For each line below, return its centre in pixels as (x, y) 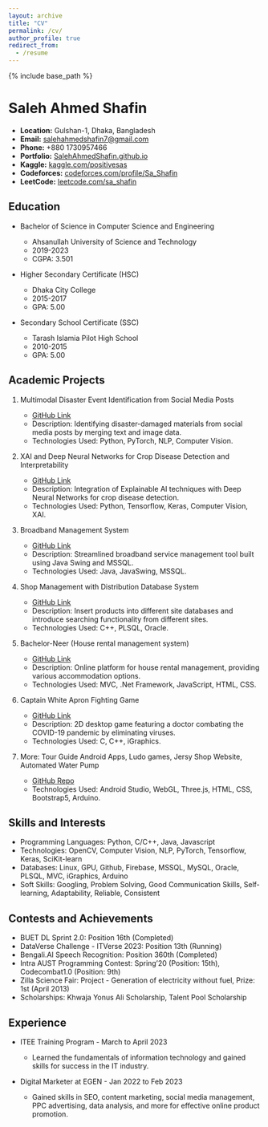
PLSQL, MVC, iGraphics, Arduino (74, 876)
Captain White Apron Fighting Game (79, 699)
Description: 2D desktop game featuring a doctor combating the (138, 724)
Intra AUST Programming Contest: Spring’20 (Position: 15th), (120, 963)
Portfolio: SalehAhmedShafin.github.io (84, 156)
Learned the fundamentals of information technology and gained (139, 1057)
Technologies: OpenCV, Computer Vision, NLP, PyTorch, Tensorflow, (133, 850)
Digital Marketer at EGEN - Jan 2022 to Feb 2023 (101, 1081)
